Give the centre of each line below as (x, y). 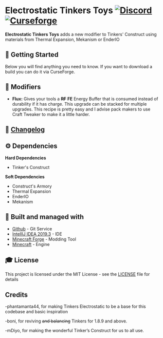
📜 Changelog (25, 129)
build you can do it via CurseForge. (40, 72)
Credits (17, 295)
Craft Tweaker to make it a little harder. (51, 114)
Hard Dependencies (26, 158)
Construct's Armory (32, 186)
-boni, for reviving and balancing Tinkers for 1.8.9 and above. (66, 321)
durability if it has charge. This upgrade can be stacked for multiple (79, 104)
